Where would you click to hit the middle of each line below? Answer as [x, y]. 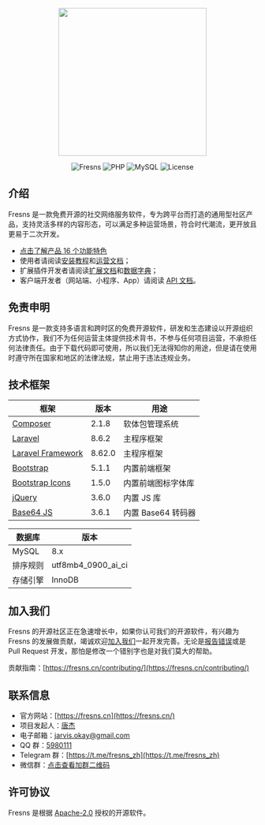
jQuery [25, 498]
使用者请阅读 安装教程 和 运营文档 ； [75, 260]
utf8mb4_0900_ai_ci [90, 566]
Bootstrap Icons [41, 483]
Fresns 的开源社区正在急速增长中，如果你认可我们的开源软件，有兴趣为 [124, 632]
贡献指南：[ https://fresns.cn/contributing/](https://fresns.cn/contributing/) [129, 668]
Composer [32, 424]
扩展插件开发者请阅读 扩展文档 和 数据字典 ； [89, 270]
